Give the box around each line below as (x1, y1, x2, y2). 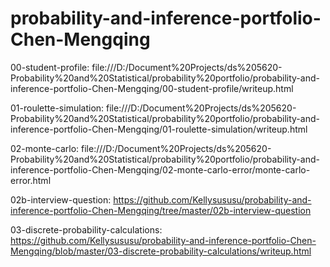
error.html (10, 174, 52, 186)
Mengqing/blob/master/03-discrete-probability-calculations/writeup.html (10, 245, 312, 257)
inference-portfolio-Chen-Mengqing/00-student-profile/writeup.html (10, 82, 294, 94)
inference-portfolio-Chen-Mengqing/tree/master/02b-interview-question (10, 204, 312, 216)
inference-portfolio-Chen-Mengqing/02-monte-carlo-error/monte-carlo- (10, 163, 311, 176)
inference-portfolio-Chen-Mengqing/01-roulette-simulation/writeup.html (10, 123, 308, 135)
